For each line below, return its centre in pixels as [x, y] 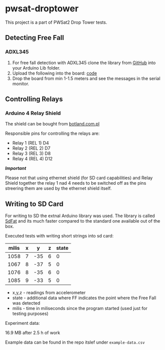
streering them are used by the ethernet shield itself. [59, 189]
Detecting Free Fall [35, 38]
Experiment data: [22, 323]
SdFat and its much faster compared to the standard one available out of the [83, 221]
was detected [26, 303]
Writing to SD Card [34, 204]
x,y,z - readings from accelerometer [49, 293]
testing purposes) [30, 313]
